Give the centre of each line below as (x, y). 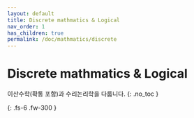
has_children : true (36, 33)
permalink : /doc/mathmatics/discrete (62, 40)
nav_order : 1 (26, 26)
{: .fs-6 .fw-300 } (32, 108)
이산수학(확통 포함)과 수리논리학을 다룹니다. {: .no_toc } (83, 94)
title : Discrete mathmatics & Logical (64, 20)
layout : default (31, 14)
